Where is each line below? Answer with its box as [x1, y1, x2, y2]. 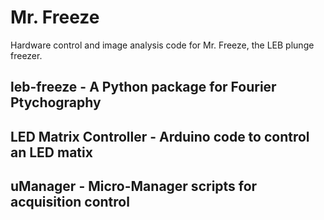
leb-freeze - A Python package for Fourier [10, 79, 277, 96]
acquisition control [10, 194, 130, 211]
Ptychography [10, 94, 102, 111]
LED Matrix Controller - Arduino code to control [10, 128, 310, 145]
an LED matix [10, 144, 93, 161]
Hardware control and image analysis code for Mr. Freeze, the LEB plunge [10, 39, 315, 51]
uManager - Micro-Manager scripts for [10, 178, 258, 195]
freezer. [10, 49, 43, 61]
